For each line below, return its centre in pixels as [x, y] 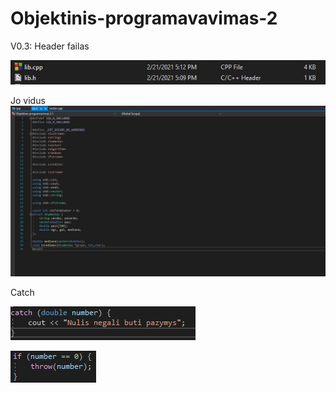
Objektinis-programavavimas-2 [144, 18]
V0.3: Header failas [50, 46]
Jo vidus [28, 101]
